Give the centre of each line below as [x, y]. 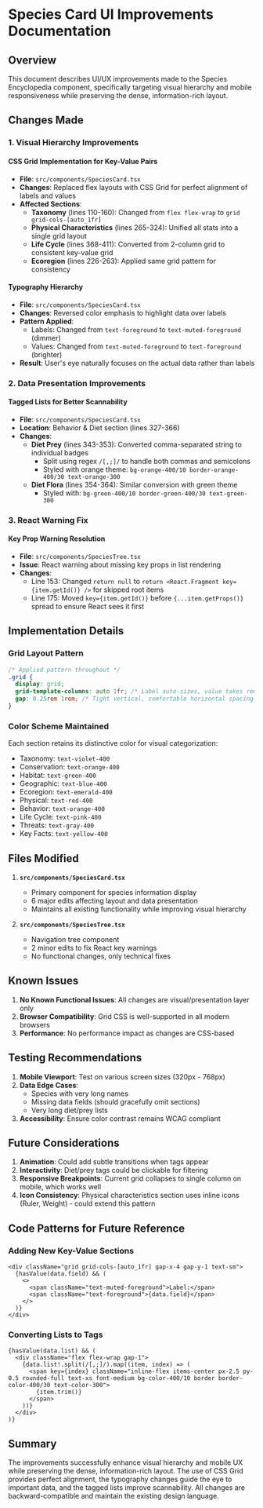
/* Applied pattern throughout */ [65, 670]
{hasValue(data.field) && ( [61, 1274]
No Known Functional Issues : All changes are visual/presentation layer [134, 999]
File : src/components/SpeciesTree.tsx [80, 556]
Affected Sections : [50, 204]
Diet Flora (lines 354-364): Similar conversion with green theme [134, 484]
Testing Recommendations [75, 1058]
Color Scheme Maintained [59, 726]
